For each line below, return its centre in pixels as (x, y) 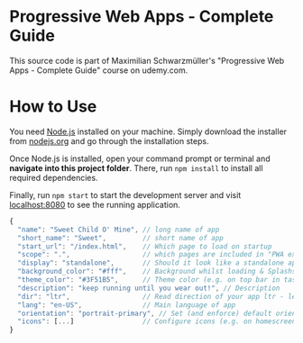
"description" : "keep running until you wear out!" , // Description (149, 288)
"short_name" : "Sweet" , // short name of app (120, 238)
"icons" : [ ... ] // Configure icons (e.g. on (135, 321)
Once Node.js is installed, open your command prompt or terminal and (140, 158)
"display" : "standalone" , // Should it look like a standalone (151, 263)
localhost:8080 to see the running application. (95, 204)
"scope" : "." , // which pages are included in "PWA (151, 255)
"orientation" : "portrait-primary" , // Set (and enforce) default (145, 313)
